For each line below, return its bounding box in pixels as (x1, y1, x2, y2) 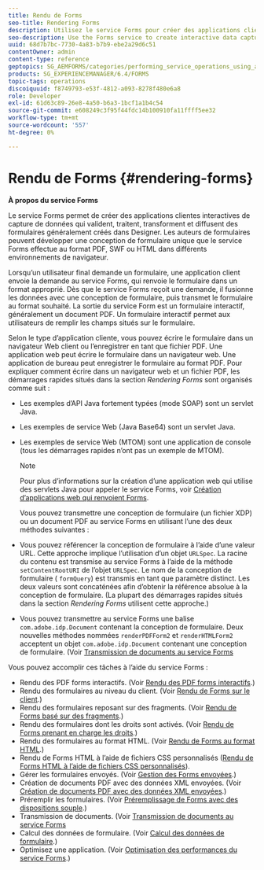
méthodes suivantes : (19, 525, 90, 534)
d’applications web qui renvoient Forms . (19, 492, 149, 502)
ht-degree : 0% (8, 128, 55, 136)
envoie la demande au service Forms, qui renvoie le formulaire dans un (8, 276, 238, 286)
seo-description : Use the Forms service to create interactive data (8, 33, 237, 42)
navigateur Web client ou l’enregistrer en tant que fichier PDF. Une (8, 341, 222, 351)
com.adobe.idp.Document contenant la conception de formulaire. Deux (19, 622, 244, 632)
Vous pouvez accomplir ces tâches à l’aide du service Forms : (8, 662, 208, 672)
